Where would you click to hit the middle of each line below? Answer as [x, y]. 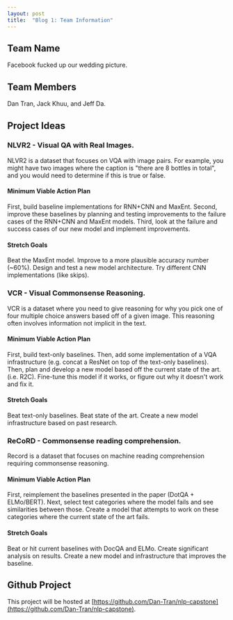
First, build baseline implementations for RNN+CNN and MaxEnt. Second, [112, 207]
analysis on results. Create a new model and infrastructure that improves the [117, 556]
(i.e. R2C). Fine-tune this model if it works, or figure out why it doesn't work [115, 376]
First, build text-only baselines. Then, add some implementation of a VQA [112, 354]
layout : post [26, 14]
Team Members [42, 87]
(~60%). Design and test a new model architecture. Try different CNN [107, 268]
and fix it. [21, 384]
